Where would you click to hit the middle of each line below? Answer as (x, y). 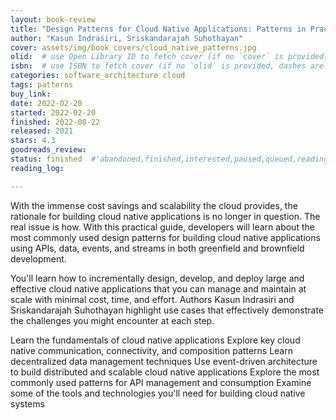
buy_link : (31, 94)
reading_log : (37, 168)
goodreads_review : (48, 150)
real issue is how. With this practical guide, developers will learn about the (162, 227)
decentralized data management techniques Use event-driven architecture (164, 361)
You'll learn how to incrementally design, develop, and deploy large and (157, 278)
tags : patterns (42, 85)
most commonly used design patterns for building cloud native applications (165, 237)
